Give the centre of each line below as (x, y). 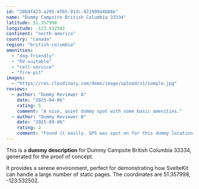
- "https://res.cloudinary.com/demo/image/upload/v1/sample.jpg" (94, 84)
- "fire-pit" (28, 73)
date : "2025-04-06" (41, 100)
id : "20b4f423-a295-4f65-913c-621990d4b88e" (62, 12)
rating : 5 (29, 105)
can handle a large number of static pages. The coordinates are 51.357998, (98, 174)
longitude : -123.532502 (36, 28)
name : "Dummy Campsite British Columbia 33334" (66, 17)
